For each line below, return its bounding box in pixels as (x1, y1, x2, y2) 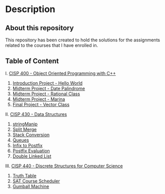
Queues (12, 137, 29, 143)
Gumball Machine (12, 183, 49, 189)
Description (5, 4, 56, 15)
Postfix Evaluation (12, 148, 50, 154)
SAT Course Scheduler (12, 178, 60, 184)
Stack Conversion (12, 132, 50, 138)
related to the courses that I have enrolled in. (5, 42, 98, 48)
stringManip (12, 121, 38, 127)
